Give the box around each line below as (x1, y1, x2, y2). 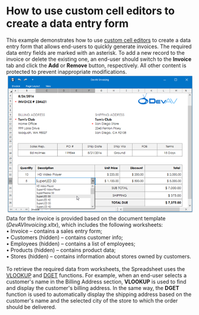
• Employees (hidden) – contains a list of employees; (6, 240, 136, 247)
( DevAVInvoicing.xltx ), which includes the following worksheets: (6, 221, 163, 228)
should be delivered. (6, 303, 57, 310)
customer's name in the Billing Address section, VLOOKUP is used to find (6, 278, 186, 285)
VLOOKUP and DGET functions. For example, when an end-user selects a (6, 272, 187, 279)
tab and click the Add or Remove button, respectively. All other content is (6, 61, 186, 69)
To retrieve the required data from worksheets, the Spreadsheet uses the (6, 265, 185, 272)
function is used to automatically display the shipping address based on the (6, 291, 192, 298)
